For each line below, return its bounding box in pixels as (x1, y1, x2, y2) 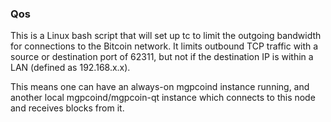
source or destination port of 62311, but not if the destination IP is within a (10, 51, 314, 63)
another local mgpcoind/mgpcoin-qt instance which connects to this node (10, 92, 316, 104)
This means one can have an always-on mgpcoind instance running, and (10, 81, 310, 93)
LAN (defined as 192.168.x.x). (10, 62, 131, 74)
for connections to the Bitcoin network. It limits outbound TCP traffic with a (10, 40, 319, 52)
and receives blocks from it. (10, 102, 125, 114)
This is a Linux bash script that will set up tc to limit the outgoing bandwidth (10, 30, 322, 42)
